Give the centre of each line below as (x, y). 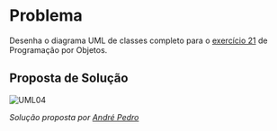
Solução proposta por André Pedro (74, 117)
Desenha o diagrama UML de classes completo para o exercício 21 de (138, 40)
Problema (46, 16)
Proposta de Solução (69, 79)
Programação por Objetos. (58, 49)
